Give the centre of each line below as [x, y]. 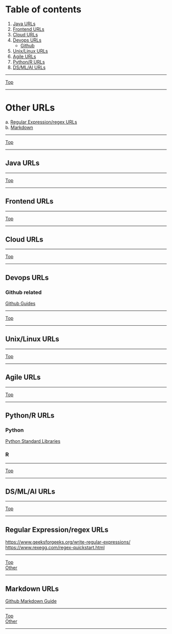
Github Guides [20, 303]
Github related [24, 292]
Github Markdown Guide [31, 601]
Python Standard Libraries [33, 441]
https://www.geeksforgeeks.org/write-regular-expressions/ [68, 542]
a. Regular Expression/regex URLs [41, 122]
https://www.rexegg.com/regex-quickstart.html [55, 548]
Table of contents [44, 10]
